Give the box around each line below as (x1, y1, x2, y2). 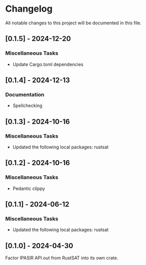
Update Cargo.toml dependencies (12, 61, 84, 67)
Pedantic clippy (12, 185, 45, 192)
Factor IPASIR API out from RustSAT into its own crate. (5, 255, 119, 261)
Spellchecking (12, 102, 43, 109)
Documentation (5, 91, 45, 98)
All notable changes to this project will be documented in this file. (5, 20, 142, 26)
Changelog (5, 3, 53, 15)
